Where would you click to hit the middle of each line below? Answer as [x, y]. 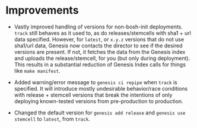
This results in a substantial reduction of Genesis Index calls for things [100, 64]
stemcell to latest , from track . [52, 119]
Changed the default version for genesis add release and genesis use [100, 113]
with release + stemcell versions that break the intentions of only [93, 95]
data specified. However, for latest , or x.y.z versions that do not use [99, 39]
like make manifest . [37, 71]
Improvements [42, 10]
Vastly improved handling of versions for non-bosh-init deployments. [99, 27]
